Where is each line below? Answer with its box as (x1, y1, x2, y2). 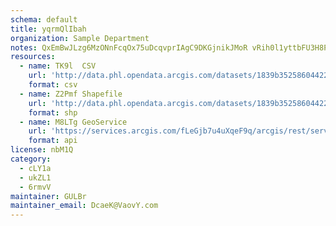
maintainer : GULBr (10, 191, 87, 201)
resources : (10, 52, 56, 62)
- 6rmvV (19, 182, 52, 192)
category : (10, 154, 52, 164)
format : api (28, 136, 78, 146)
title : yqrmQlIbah (10, 24, 87, 34)
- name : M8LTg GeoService (19, 117, 128, 127)
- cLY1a (19, 163, 52, 173)
